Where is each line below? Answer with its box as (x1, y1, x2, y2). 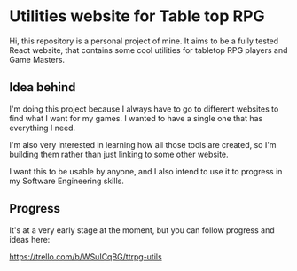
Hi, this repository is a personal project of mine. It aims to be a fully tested (9, 35, 279, 46)
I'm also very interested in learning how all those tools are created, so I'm (9, 139, 277, 150)
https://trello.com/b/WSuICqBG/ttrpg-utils (9, 251, 162, 262)
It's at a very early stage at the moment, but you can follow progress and (9, 224, 275, 236)
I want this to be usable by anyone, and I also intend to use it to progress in (9, 166, 283, 176)
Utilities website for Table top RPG (9, 6, 265, 27)
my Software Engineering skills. (9, 175, 124, 186)
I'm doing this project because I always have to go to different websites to (9, 104, 279, 114)
